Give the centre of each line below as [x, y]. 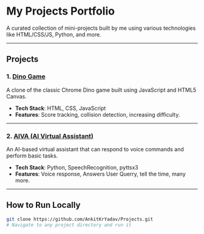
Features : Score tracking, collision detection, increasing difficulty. [97, 114]
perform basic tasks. [32, 156]
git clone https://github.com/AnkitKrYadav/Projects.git [80, 219]
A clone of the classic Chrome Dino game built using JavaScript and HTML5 [101, 90]
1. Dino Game [26, 77]
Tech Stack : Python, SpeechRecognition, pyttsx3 [76, 167]
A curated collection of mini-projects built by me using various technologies [101, 28]
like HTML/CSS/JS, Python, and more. [54, 34]
